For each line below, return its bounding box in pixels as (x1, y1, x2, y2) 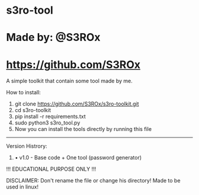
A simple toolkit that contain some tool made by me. (6, 78, 133, 85)
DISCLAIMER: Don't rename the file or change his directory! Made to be (6, 177, 181, 184)
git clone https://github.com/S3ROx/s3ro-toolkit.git (14, 100, 139, 107)
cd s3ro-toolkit (14, 107, 52, 114)
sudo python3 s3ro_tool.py (14, 119, 81, 126)
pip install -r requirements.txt (14, 113, 86, 120)
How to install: (6, 89, 41, 96)
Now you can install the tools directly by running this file (14, 126, 152, 133)
